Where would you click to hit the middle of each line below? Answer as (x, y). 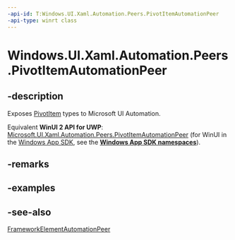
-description (35, 96)
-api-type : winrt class (42, 20)
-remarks (28, 164)
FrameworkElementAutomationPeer (59, 229)
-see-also (29, 212)
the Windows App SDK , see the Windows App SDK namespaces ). (104, 142)
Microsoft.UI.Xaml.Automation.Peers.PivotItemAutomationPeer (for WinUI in (117, 134)
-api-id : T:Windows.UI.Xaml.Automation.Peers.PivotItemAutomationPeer (113, 14)
